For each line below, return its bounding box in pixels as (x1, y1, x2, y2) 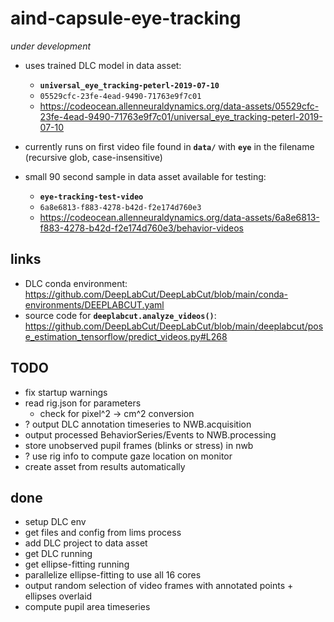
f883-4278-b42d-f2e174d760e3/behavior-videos (39, 222, 244, 234)
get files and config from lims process (24, 527, 182, 539)
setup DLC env (24, 516, 87, 528)
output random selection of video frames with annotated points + (24, 580, 294, 592)
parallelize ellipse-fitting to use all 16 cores (24, 569, 202, 581)
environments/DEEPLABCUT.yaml (24, 298, 165, 311)
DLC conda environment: (24, 277, 128, 289)
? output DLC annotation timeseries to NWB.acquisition (24, 418, 252, 430)
